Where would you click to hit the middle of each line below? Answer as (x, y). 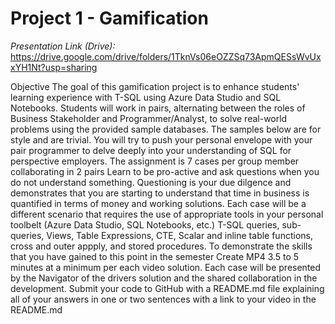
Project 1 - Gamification (109, 18)
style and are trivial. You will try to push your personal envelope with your (161, 139)
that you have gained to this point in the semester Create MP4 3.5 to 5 (155, 256)
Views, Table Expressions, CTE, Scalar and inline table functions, (179, 235)
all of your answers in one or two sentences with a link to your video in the (163, 299)
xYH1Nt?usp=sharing (54, 67)
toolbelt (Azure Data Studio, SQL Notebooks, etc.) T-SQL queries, (145, 224)
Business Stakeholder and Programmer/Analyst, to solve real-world (149, 118)
